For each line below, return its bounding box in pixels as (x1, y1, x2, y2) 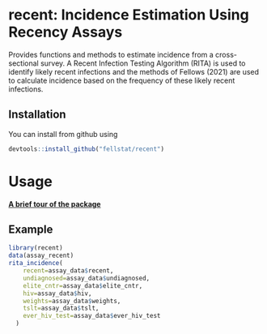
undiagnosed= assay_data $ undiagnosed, (23, 274, 150, 282)
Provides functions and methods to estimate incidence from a (8, 49, 214, 59)
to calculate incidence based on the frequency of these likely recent (8, 75, 235, 85)
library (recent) (8, 244, 63, 252)
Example (8, 222, 53, 236)
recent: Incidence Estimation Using (8, 6, 249, 24)
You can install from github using (8, 129, 118, 139)
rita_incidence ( (8, 259, 63, 268)
